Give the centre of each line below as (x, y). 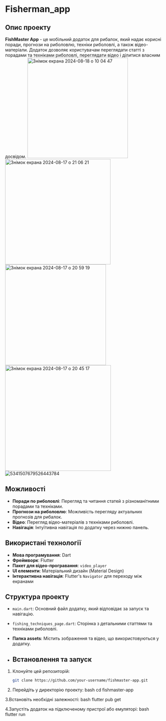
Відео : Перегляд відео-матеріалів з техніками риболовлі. (73, 522)
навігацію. (23, 614)
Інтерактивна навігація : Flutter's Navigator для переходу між (77, 576)
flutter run (15, 715)
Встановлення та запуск (52, 659)
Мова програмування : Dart (41, 555)
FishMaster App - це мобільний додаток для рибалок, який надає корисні (83, 39)
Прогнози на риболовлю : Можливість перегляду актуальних (77, 511)
